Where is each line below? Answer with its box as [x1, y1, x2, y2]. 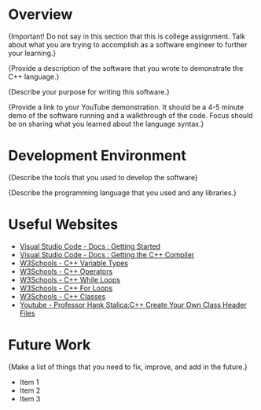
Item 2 [19, 386, 41, 395]
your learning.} [8, 48, 57, 57]
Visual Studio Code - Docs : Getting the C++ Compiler [19, 249, 195, 259]
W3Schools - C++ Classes [19, 291, 106, 301]
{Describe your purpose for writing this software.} [8, 87, 171, 96]
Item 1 [19, 377, 39, 386]
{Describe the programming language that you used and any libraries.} [8, 187, 237, 198]
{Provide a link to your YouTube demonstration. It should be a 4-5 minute [8, 102, 244, 112]
